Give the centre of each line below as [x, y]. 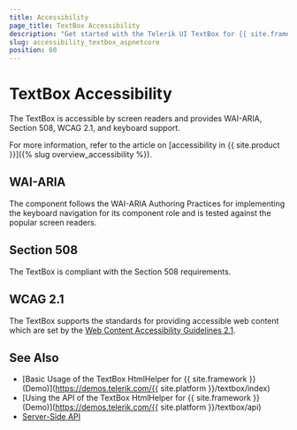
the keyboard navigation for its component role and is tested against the [140, 212]
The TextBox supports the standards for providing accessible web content [144, 320]
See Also [34, 358]
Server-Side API [51, 417]
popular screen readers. [53, 222]
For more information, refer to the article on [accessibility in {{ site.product [145, 145]
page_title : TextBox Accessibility [75, 26]
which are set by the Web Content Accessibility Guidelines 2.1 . [122, 330]
